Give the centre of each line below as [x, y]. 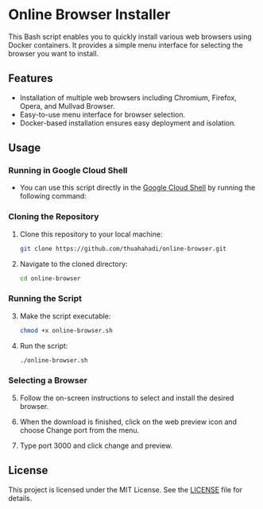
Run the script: [44, 345]
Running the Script [45, 299]
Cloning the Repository [54, 217]
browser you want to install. [54, 53]
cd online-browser [50, 278]
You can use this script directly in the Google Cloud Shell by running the [137, 187]
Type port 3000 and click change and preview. [96, 445]
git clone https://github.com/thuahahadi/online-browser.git [123, 249]
